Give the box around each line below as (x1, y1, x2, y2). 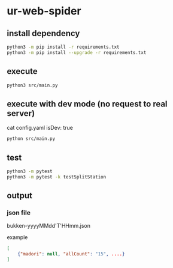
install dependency (7, 28, 80, 38)
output (7, 190, 32, 201)
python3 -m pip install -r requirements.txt (7, 44, 120, 50)
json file (7, 209, 31, 217)
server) (7, 108, 35, 118)
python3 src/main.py (7, 82, 59, 88)
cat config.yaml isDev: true (7, 124, 74, 132)
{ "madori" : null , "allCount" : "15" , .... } (17, 251, 125, 257)
